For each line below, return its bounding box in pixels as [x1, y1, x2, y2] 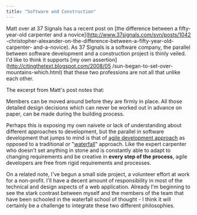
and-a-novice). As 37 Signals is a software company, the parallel [33, 44, 191, 51]
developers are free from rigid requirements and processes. [6, 159, 152, 166]
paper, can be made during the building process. [6, 110, 125, 117]
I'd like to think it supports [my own [6, 56, 91, 63]
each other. [6, 75, 34, 82]
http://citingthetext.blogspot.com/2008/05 [8, 62, 111, 70]
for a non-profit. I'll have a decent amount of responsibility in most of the [6, 177, 183, 184]
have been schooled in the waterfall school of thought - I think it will [6, 196, 171, 203]
